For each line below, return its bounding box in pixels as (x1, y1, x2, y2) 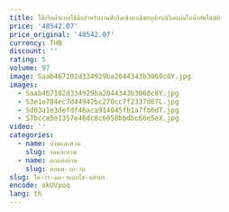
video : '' (9, 123, 47, 132)
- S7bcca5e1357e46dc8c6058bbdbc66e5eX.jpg (17, 114, 179, 123)
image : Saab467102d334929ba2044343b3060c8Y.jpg (9, 72, 192, 81)
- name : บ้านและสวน (17, 139, 81, 148)
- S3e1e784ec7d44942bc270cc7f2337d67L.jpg (17, 97, 179, 106)
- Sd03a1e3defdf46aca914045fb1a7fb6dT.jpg (17, 106, 179, 115)
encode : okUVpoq (9, 181, 70, 190)
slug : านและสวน (25, 147, 78, 156)
